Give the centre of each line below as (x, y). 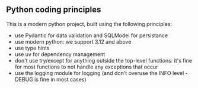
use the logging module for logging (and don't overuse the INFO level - (101, 73)
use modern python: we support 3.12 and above (73, 41)
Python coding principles (54, 10)
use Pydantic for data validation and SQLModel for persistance (91, 35)
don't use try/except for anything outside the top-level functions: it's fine (103, 60)
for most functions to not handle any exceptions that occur (86, 67)
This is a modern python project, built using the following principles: (89, 24)
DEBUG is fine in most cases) (51, 79)
